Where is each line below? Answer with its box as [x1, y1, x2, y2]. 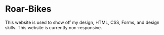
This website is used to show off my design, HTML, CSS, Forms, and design [5, 19, 160, 25]
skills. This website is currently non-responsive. [5, 24, 102, 30]
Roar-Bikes [5, 3, 52, 15]
